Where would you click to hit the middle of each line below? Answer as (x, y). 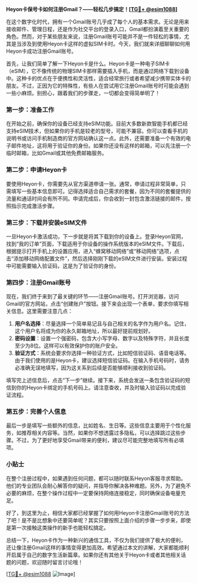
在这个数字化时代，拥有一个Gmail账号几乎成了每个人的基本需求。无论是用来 (98, 22)
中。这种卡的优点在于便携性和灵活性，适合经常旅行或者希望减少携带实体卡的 (98, 78)
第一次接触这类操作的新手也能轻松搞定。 (60, 527)
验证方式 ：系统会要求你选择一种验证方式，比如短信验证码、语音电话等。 (102, 353)
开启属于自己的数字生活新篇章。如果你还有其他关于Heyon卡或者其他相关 (94, 555)
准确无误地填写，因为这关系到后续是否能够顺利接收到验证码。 (94, 368)
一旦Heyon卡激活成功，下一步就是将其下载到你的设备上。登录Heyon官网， (96, 236)
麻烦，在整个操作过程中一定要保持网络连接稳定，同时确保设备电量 (101, 493)
